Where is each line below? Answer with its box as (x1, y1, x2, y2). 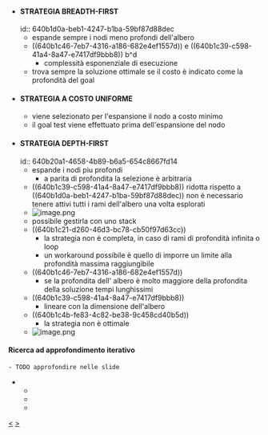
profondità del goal (31, 75, 94, 85)
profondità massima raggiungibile (43, 258, 154, 268)
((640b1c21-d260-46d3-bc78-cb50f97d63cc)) (31, 225, 186, 234)
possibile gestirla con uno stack (31, 216, 138, 226)
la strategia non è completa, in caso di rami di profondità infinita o (43, 233, 260, 242)
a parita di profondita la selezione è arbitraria (43, 173, 192, 183)
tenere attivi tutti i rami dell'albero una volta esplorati (31, 199, 206, 209)
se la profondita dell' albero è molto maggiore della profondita (43, 275, 248, 285)
